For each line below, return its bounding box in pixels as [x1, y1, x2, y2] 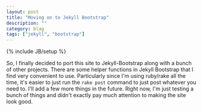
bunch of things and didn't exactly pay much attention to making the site [6, 92, 186, 99]
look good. [6, 98, 33, 106]
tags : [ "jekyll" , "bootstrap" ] [6, 31, 85, 37]
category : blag [6, 25, 45, 32]
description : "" [6, 20, 47, 26]
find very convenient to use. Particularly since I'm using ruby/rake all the [6, 72, 186, 80]
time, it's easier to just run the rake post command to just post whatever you [6, 79, 197, 86]
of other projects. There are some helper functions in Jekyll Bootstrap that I [6, 66, 194, 73]
